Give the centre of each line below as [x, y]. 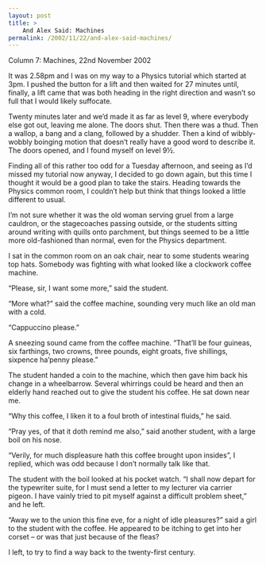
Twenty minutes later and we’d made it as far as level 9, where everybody [128, 117]
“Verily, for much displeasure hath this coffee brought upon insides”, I [122, 455]
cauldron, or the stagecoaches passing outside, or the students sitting [123, 224]
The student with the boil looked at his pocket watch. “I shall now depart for [132, 479]
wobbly [21, 142]
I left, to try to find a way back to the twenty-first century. [102, 552]
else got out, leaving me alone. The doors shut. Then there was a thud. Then [133, 125]
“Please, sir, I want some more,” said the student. [89, 288]
